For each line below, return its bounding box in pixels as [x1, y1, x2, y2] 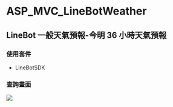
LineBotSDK [15, 64, 45, 71]
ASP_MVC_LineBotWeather [6, 4, 147, 18]
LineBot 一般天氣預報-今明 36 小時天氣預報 [6, 30, 167, 40]
